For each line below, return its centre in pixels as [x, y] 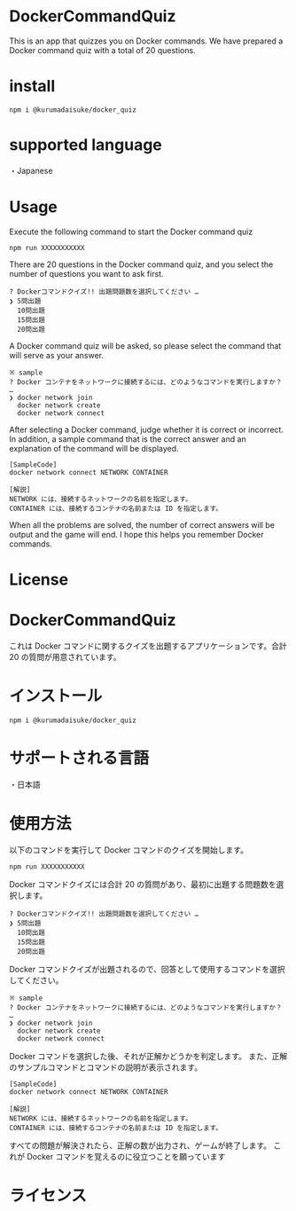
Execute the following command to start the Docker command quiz [131, 232]
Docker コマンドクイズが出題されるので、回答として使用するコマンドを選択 [147, 969]
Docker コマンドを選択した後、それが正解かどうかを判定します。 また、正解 [148, 1056]
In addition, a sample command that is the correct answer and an [128, 439]
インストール [56, 696]
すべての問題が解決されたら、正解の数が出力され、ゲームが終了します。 [140, 1145]
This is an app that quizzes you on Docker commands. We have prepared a [146, 41]
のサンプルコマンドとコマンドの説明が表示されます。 [105, 1067]
